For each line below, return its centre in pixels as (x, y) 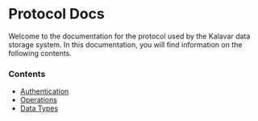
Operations (39, 100)
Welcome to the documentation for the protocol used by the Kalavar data (129, 36)
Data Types (39, 108)
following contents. (40, 53)
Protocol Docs (56, 14)
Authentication (44, 91)
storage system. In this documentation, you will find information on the (125, 44)
